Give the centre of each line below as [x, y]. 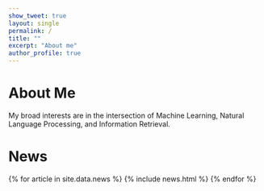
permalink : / [30, 31]
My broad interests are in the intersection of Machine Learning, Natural [126, 115]
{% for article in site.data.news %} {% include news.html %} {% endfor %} [132, 179]
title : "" [25, 38]
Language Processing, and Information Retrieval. [90, 124]
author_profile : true [45, 53]
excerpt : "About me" [43, 46]
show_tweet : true [38, 16]
